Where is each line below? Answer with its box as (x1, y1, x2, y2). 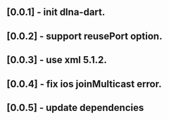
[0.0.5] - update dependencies (6, 102, 144, 114)
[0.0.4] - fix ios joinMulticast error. (6, 78, 162, 90)
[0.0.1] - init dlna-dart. (6, 6, 106, 18)
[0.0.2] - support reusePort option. (6, 30, 163, 42)
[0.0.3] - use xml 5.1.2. (6, 54, 107, 66)
